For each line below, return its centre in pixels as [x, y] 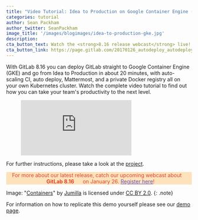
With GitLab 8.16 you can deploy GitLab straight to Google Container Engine [98, 67]
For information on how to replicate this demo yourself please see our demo [98, 204]
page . [13, 211]
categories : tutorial [33, 17]
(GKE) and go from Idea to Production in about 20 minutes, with [83, 73]
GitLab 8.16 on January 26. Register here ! [100, 181]
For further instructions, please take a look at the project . [75, 163]
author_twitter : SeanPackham [42, 28]
